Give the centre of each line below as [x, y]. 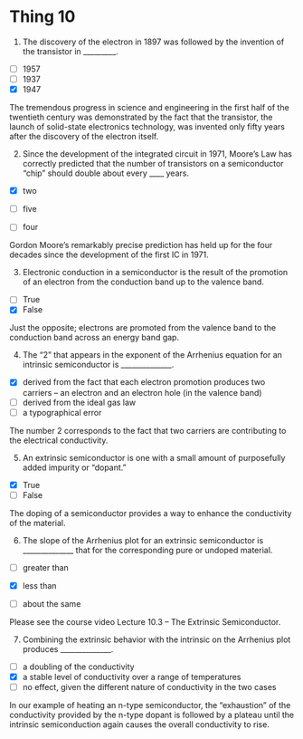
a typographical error [62, 412]
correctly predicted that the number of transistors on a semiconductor [153, 164]
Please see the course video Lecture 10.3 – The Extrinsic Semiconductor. [145, 621]
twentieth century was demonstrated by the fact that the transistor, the [141, 117]
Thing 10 [43, 17]
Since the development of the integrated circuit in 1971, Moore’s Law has [157, 154]
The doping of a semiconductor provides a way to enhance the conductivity [151, 513]
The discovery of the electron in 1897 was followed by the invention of [153, 42]
